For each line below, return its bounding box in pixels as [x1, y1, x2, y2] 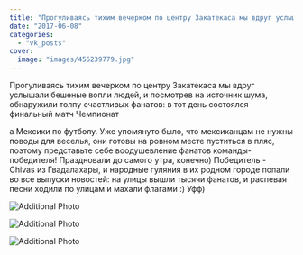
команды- [213, 145, 252, 156]
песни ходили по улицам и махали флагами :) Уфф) [9, 184, 206, 194]
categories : [9, 30, 54, 39]
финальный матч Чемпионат [9, 109, 120, 119]
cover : [9, 47, 34, 56]
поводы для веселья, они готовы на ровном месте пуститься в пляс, [9, 136, 275, 146]
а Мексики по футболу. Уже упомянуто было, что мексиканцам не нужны [9, 126, 293, 136]
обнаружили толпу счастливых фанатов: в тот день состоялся [9, 99, 250, 109]
